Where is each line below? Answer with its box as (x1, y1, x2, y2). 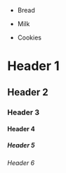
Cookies (17, 33, 42, 42)
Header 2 (7, 86, 49, 98)
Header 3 (7, 107, 40, 117)
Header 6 (7, 159, 35, 167)
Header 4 (7, 125, 35, 133)
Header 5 (7, 141, 35, 149)
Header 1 (7, 58, 60, 74)
